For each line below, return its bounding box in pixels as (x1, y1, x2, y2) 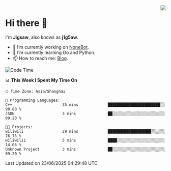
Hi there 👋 (5, 17, 47, 29)
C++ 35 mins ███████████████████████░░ (5, 102, 165, 107)
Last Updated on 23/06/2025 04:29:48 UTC (5, 160, 98, 166)
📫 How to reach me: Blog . (12, 55, 68, 61)
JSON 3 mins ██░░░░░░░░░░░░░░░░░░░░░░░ (5, 111, 165, 116)
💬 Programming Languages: (5, 98, 60, 103)
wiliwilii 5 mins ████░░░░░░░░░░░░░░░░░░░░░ (5, 137, 165, 143)
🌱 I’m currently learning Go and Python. (12, 49, 96, 55)
